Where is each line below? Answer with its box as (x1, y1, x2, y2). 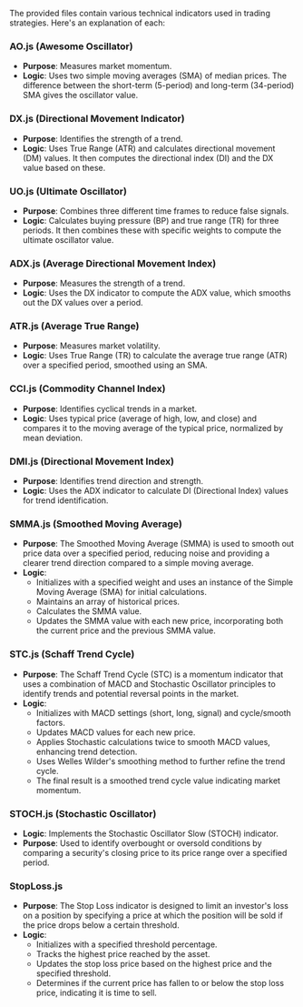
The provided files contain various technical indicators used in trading (9, 8, 270, 18)
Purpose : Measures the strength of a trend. (22, 277, 186, 289)
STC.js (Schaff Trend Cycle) (9, 648, 135, 660)
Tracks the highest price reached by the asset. (35, 949, 210, 960)
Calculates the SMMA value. (35, 606, 142, 617)
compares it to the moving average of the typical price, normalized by (22, 422, 284, 433)
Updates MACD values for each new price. (35, 727, 196, 738)
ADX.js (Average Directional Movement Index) (9, 257, 217, 269)
